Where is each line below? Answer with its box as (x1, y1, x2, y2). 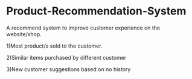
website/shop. (6, 30, 42, 37)
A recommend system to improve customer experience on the (6, 24, 161, 31)
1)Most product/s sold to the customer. (6, 42, 103, 49)
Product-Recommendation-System (6, 4, 187, 18)
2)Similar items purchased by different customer (6, 54, 127, 61)
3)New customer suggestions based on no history (6, 65, 131, 73)
